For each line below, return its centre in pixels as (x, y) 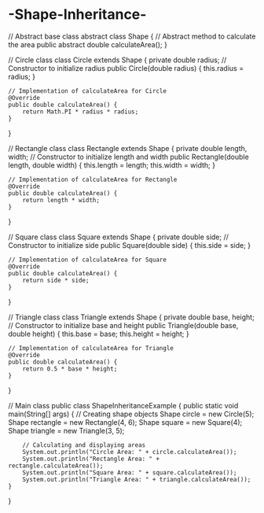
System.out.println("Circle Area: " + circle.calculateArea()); (130, 452)
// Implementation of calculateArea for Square (88, 260)
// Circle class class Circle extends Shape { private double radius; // (117, 60)
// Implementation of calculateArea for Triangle (91, 348)
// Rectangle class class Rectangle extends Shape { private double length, (128, 148)
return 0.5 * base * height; (70, 369)
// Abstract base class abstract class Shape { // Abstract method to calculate (132, 36)
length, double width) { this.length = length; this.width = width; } (112, 165)
